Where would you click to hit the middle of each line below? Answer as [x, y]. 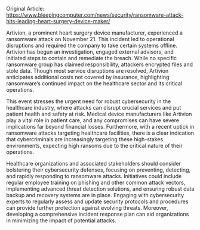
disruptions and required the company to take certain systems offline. [92, 45]
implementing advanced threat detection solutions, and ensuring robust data [100, 189]
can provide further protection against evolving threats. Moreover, [87, 208]
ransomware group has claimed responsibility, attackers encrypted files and [99, 64]
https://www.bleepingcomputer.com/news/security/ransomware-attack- [95, 15]
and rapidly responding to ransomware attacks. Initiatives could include [94, 176]
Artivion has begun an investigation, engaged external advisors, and [90, 52]
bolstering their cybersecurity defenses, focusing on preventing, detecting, [99, 170]
